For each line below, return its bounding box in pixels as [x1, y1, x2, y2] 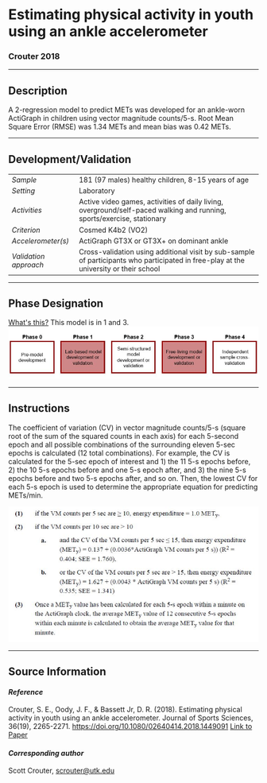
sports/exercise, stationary [79, 214, 167, 223]
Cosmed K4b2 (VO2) [79, 225, 149, 235]
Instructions [8, 401, 70, 415]
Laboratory [79, 186, 115, 196]
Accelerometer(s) [11, 236, 70, 246]
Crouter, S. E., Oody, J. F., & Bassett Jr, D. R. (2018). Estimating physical [8, 705, 242, 715]
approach [11, 260, 44, 269]
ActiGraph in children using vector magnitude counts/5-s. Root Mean [8, 114, 234, 123]
